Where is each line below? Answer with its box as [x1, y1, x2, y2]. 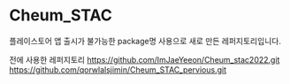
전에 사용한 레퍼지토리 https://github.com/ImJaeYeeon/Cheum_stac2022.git [9, 54, 280, 65]
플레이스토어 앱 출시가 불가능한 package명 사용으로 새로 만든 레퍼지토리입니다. [9, 35, 281, 46]
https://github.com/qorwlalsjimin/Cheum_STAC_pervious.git [9, 64, 227, 75]
